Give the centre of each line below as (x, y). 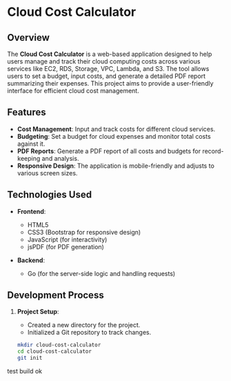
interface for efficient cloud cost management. (73, 91)
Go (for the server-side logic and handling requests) (101, 273)
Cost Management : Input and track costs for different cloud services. (116, 129)
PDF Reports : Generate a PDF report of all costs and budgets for (109, 151)
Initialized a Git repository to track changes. (89, 333)
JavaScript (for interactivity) (67, 240)
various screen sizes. (47, 173)
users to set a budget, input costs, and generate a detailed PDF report (106, 76)
